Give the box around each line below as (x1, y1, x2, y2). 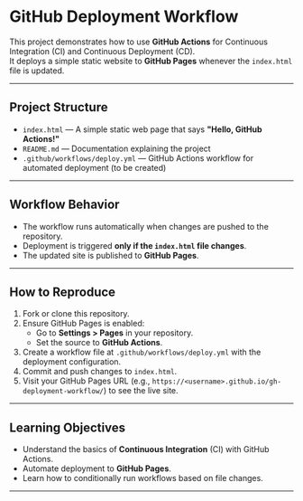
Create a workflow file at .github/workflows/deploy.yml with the (22, 346, 262, 358)
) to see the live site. (103, 385, 179, 396)
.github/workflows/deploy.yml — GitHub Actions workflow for (22, 152, 254, 164)
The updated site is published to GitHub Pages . (22, 250, 199, 260)
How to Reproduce (9, 284, 115, 299)
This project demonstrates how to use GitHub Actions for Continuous (9, 36, 269, 47)
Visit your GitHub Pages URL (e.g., (22, 375, 151, 386)
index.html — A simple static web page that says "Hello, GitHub (22, 124, 263, 135)
